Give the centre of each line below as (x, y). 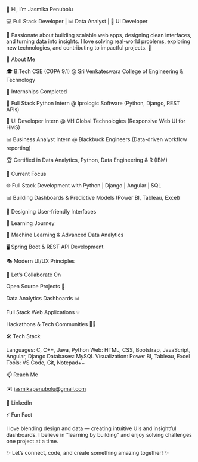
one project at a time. (32, 441)
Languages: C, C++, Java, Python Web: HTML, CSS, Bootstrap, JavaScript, (98, 350)
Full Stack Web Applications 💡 (43, 312)
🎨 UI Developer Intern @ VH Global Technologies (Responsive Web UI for (96, 121)
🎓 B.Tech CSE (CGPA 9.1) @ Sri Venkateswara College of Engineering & (95, 71)
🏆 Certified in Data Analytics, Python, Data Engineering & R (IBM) (87, 160)
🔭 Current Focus (26, 174)
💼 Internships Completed (37, 92)
